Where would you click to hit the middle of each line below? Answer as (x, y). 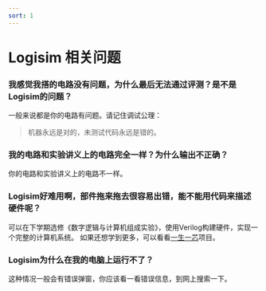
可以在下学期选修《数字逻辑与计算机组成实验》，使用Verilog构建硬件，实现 (130, 227)
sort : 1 (21, 16)
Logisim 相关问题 (65, 57)
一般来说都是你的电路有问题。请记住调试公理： (85, 116)
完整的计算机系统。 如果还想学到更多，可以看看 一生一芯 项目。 (117, 237)
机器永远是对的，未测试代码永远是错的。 (94, 132)
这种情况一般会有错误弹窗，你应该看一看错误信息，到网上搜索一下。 (120, 279)
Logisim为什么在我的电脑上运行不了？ (81, 260)
